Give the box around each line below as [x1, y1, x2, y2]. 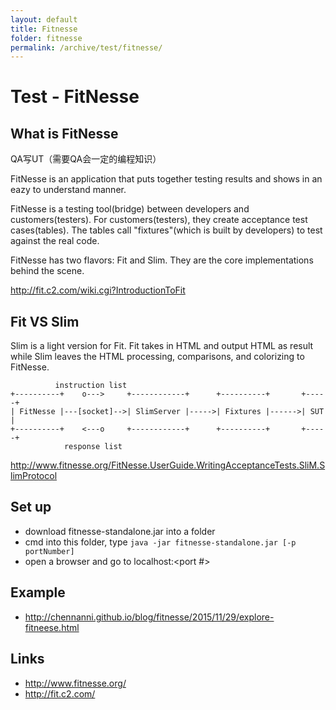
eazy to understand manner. [10, 184, 127, 196]
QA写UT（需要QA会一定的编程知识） [10, 153, 162, 165]
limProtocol [10, 470, 58, 482]
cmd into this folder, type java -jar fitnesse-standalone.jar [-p [24, 536, 297, 548]
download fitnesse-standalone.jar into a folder [24, 525, 216, 537]
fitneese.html [24, 621, 80, 633]
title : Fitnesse [10, 24, 78, 34]
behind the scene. [10, 265, 85, 277]
